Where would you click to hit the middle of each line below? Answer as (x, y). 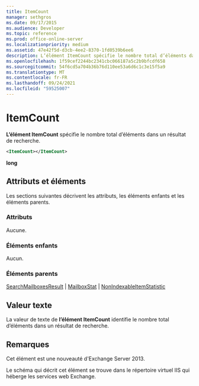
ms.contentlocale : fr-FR (37, 78)
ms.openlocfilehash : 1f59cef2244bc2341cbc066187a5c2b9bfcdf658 (86, 61)
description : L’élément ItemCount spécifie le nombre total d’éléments (96, 56)
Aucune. (16, 230)
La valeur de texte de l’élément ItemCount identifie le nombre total (88, 320)
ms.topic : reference (32, 34)
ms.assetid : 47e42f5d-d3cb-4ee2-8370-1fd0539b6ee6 (70, 50)
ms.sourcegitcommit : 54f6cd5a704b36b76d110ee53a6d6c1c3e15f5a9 (86, 67)
